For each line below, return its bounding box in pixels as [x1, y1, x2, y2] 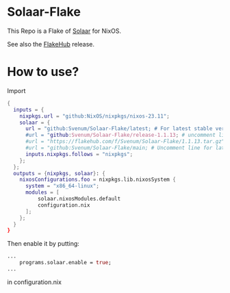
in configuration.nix [7, 278, 62, 286]
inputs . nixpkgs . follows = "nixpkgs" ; [25, 151, 133, 157]
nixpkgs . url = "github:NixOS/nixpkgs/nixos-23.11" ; [19, 112, 170, 120]
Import [7, 86, 26, 94]
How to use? [7, 64, 79, 79]
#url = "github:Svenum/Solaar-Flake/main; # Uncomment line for [25, 144, 213, 151]
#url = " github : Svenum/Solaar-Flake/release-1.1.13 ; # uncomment [25, 131, 216, 139]
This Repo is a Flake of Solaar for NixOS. [7, 27, 122, 35]
